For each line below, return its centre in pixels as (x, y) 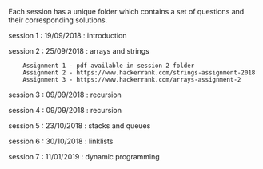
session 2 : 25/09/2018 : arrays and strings (79, 51)
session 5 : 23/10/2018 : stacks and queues (80, 126)
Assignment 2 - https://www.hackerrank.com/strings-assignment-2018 (139, 73)
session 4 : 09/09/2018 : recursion (65, 110)
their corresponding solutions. (58, 20)
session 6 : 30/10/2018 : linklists (61, 141)
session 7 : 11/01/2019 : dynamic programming (84, 157)
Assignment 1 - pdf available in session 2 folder (109, 66)
